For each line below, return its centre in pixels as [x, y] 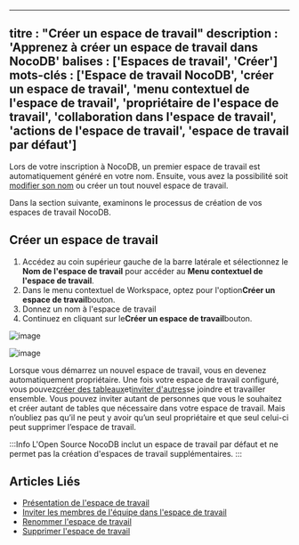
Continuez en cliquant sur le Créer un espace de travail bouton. [137, 318]
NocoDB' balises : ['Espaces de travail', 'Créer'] [144, 62]
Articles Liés [45, 482]
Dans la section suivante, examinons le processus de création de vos [136, 202]
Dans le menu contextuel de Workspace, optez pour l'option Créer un [149, 289]
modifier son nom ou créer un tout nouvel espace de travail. [119, 185]
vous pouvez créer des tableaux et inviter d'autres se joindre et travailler [137, 389]
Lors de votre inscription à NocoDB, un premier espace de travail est [135, 167]
